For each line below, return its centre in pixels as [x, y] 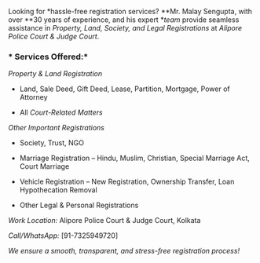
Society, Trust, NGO [52, 143]
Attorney [34, 97]
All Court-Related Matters [61, 112]
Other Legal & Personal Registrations [79, 205]
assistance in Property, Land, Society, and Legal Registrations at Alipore [125, 28]
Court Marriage [44, 166]
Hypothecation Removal [59, 190]
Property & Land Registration [55, 74]
